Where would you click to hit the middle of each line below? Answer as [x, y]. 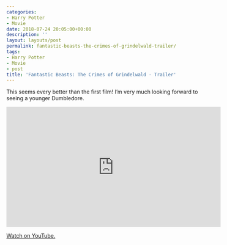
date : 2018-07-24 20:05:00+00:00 [49, 29]
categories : [21, 12]
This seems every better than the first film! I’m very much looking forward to [102, 92]
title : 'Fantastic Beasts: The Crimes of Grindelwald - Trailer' [91, 75]
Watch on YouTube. [31, 236]
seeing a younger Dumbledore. [45, 98]
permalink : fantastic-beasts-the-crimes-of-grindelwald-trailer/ [91, 46]
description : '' [27, 35]
